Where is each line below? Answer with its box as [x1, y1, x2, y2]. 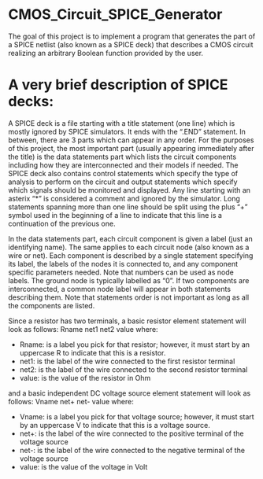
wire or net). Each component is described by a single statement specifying [8, 250, 254, 260]
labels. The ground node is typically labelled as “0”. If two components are [8, 275, 250, 285]
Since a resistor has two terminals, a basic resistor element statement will [8, 316, 246, 326]
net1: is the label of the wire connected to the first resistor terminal [19, 356, 235, 366]
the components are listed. [8, 300, 95, 310]
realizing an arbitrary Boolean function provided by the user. [8, 48, 203, 57]
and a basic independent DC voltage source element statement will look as [8, 388, 251, 398]
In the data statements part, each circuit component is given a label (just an [8, 234, 254, 243]
